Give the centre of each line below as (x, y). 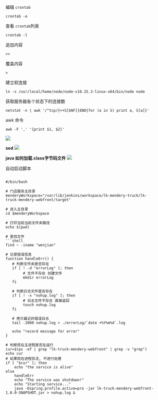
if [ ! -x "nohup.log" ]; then (44, 296)
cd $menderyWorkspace (27, 213)
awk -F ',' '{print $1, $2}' (35, 129)
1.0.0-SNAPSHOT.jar (25, 393)
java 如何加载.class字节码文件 (36, 158)
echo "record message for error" (46, 331)
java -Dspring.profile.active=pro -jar (55, 388)
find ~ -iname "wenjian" (31, 245)
